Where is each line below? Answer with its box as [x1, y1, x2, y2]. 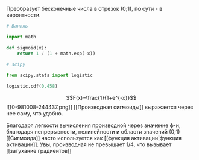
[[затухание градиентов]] [6, 147, 72, 154]
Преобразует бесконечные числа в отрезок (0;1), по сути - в [6, 5, 163, 12]
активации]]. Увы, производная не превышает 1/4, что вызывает [6, 141, 172, 148]
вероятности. [6, 11, 41, 19]
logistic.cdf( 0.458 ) [6, 84, 58, 90]
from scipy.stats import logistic [6, 72, 93, 79]
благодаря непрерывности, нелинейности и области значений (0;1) [6, 128, 180, 135]
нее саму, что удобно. [6, 110, 63, 117]
